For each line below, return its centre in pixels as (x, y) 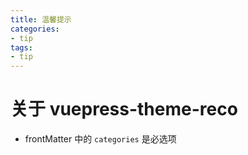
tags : (21, 47)
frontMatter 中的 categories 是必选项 (100, 139)
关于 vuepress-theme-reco (124, 109)
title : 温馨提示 (41, 19)
